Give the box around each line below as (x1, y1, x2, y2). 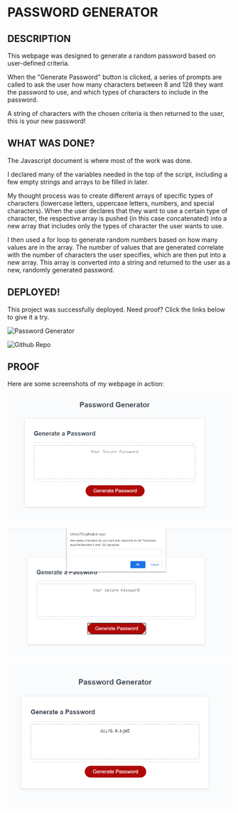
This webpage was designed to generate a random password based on (7, 51, 216, 60)
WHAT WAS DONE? (7, 137, 95, 149)
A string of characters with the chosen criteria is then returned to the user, (7, 110, 225, 117)
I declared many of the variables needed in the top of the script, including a (7, 170, 228, 179)
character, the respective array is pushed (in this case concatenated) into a (7, 214, 227, 223)
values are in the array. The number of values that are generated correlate (7, 243, 224, 251)
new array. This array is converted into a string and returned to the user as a (7, 257, 231, 267)
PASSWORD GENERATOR (7, 4, 158, 21)
